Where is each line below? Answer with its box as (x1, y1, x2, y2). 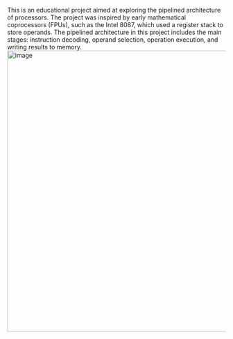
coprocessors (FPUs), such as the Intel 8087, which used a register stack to (7, 21, 224, 29)
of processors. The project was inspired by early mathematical (7, 13, 186, 22)
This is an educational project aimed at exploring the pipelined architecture (7, 6, 221, 14)
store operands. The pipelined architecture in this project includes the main (7, 28, 222, 36)
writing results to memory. (7, 43, 82, 51)
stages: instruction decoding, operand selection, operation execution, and (7, 36, 218, 44)
